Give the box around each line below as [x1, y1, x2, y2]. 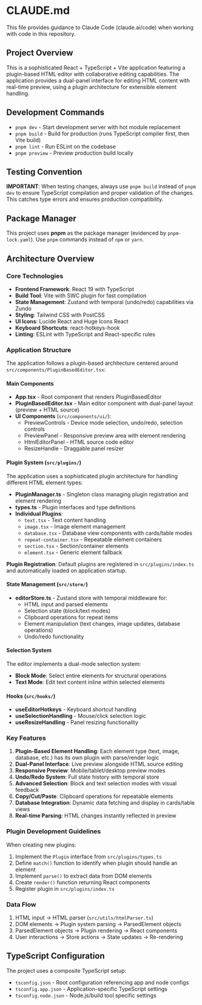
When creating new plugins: [6, 841, 76, 848]
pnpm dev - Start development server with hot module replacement [15, 123, 181, 130]
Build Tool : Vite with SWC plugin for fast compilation [15, 292, 147, 299]
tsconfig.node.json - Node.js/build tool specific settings [15, 992, 157, 999]
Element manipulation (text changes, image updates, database [24, 620, 181, 627]
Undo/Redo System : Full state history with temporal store [15, 773, 160, 780]
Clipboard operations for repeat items [24, 614, 118, 621]
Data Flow [6, 900, 36, 909]
